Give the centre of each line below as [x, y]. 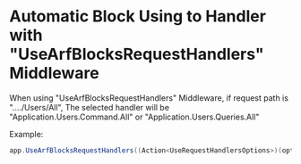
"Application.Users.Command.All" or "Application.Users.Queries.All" [134, 117]
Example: [26, 134]
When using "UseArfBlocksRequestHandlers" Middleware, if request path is [149, 98]
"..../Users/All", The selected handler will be [90, 107]
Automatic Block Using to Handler [138, 16]
